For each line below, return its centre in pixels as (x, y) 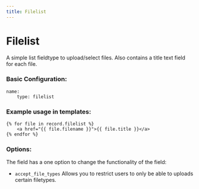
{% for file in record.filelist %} (50, 124)
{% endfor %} (22, 134)
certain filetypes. (35, 180)
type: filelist (36, 97)
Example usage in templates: (49, 112)
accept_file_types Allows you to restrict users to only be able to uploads (104, 174)
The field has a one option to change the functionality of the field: (86, 162)
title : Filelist (26, 12)
